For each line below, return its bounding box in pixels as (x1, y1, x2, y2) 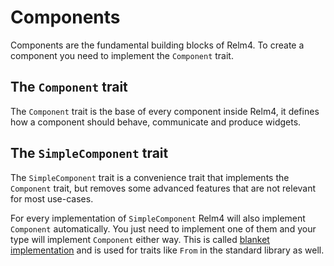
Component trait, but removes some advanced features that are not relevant (10, 182, 317, 194)
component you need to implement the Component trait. (10, 49, 234, 61)
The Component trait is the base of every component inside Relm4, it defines (10, 105, 320, 117)
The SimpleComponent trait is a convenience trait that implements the (10, 171, 290, 183)
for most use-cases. (10, 192, 94, 205)
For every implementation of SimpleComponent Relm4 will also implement (10, 212, 306, 224)
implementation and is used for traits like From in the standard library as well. (10, 244, 325, 256)
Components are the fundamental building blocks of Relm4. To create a (10, 39, 305, 51)
